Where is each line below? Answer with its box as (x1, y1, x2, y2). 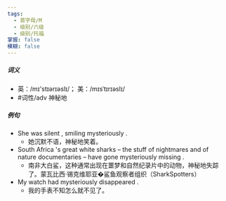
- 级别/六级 (13, 23, 44, 30)
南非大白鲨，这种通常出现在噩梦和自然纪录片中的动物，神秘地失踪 (27, 161, 219, 169)
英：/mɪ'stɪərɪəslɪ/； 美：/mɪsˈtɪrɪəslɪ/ (17, 84, 125, 93)
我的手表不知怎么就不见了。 (27, 186, 109, 194)
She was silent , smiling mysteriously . (17, 129, 128, 137)
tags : (7, 10, 23, 18)
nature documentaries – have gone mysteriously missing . (17, 153, 185, 161)
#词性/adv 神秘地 (17, 93, 68, 102)
